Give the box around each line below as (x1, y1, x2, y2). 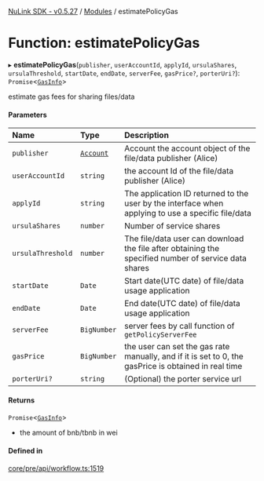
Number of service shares (124, 220, 221, 231)
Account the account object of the (124, 143, 251, 154)
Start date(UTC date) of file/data (124, 275, 244, 286)
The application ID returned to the (124, 188, 249, 199)
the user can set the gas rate (124, 341, 230, 352)
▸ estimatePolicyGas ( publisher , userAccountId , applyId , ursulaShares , (8, 60, 237, 69)
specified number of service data (124, 253, 247, 264)
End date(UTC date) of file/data (124, 298, 241, 309)
